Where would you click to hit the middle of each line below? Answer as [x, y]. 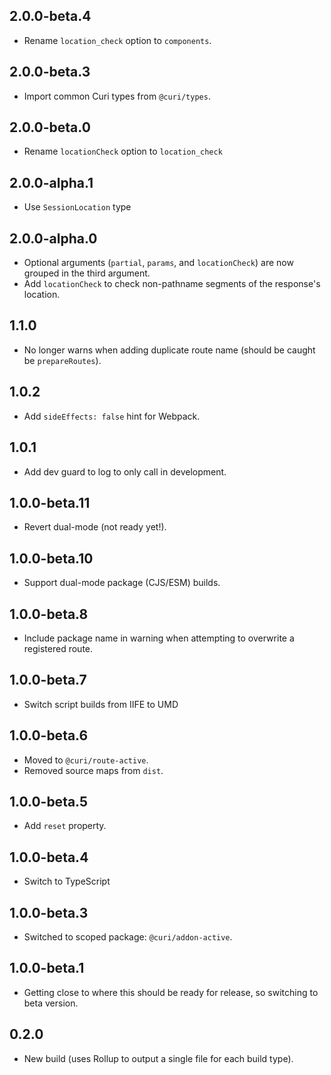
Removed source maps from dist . [93, 770]
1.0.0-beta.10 [51, 558]
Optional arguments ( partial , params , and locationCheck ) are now [158, 263]
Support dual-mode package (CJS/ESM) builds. [122, 583]
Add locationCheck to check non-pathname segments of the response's [172, 284]
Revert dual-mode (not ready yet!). [95, 527]
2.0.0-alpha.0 [53, 238]
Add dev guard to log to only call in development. [125, 471]
